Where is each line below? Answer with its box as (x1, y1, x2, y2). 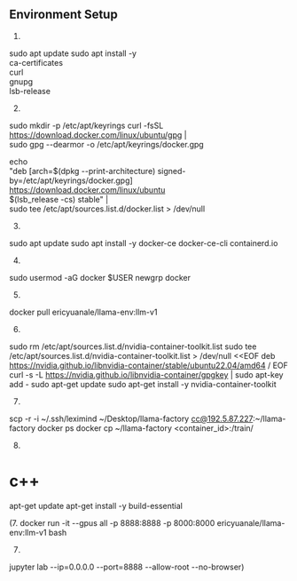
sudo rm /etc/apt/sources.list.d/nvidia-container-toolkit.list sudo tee (9, 341, 257, 352)
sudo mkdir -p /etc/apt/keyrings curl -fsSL (9, 120, 164, 131)
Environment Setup (9, 7, 118, 22)
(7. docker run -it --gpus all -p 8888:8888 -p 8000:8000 (9, 517, 215, 528)
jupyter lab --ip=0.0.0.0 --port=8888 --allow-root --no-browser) (9, 561, 245, 572)
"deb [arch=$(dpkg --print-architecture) (9, 165, 156, 176)
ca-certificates (9, 57, 64, 68)
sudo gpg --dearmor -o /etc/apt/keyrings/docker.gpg (9, 139, 204, 149)
